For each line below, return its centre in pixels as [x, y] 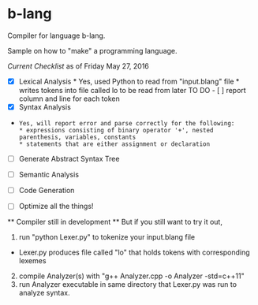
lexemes [32, 261]
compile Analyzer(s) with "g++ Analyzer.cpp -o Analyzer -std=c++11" [132, 276]
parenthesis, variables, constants [77, 138]
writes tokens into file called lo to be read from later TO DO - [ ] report [132, 90]
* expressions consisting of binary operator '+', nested [116, 131]
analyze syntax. [44, 293]
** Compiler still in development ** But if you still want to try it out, [115, 222]
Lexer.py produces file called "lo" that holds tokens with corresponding [134, 252]
